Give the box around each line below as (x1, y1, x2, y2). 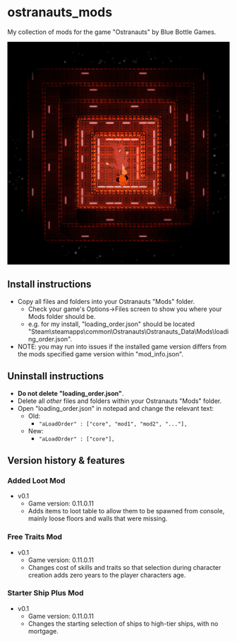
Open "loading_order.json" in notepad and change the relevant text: (17, 404, 214, 412)
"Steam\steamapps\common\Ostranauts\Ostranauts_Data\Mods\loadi (28, 327, 229, 336)
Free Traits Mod (7, 532, 62, 542)
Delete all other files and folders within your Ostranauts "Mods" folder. (17, 397, 222, 405)
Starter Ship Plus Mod (7, 588, 84, 598)
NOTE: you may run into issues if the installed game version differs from (17, 342, 227, 351)
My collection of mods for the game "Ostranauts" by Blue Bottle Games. (7, 28, 217, 36)
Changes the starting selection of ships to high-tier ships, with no (28, 619, 219, 628)
